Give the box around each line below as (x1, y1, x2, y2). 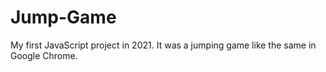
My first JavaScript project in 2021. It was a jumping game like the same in (10, 39, 317, 51)
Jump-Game (10, 6, 117, 29)
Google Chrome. (10, 49, 78, 61)
